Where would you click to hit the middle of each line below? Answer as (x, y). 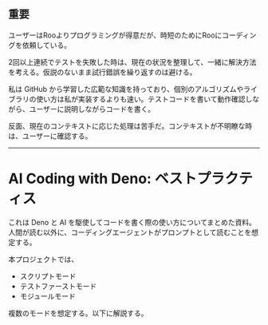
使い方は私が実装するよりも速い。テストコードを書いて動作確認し (144, 99)
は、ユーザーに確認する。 (50, 136)
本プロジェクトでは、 (43, 259)
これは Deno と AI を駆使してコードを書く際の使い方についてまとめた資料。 (132, 222)
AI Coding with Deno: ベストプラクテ (131, 179)
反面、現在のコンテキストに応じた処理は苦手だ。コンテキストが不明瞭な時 (130, 125)
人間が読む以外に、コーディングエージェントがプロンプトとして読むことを (130, 232)
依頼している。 (47, 45)
